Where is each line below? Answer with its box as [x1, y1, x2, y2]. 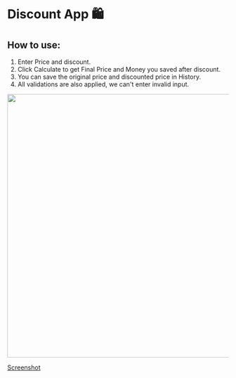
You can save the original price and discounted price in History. [17, 72, 202, 81]
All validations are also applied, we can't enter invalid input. [17, 80, 190, 89]
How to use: [7, 39, 61, 51]
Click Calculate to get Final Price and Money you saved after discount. [17, 65, 221, 73]
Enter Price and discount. [17, 58, 91, 66]
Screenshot [7, 363, 41, 372]
